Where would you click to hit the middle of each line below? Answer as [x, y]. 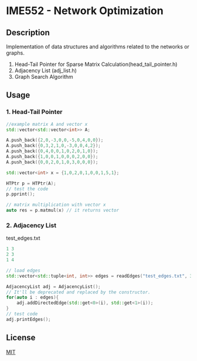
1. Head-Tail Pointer [34, 112]
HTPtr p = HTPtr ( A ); [31, 183]
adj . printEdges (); [28, 319]
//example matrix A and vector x [47, 124]
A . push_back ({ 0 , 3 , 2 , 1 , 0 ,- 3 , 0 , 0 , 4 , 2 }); [54, 146]
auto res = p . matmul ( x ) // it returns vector [62, 210]
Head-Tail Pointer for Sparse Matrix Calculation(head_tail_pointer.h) [96, 64]
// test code [22, 314]
